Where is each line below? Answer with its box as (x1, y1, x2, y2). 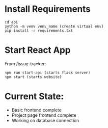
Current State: (4, 91, 64, 102)
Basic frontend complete (11, 107, 62, 113)
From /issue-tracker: (4, 60, 46, 67)
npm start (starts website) (4, 75, 62, 79)
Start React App (4, 45, 71, 56)
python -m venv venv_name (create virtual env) (4, 24, 104, 29)
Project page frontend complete (11, 112, 77, 118)
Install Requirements (4, 3, 91, 15)
